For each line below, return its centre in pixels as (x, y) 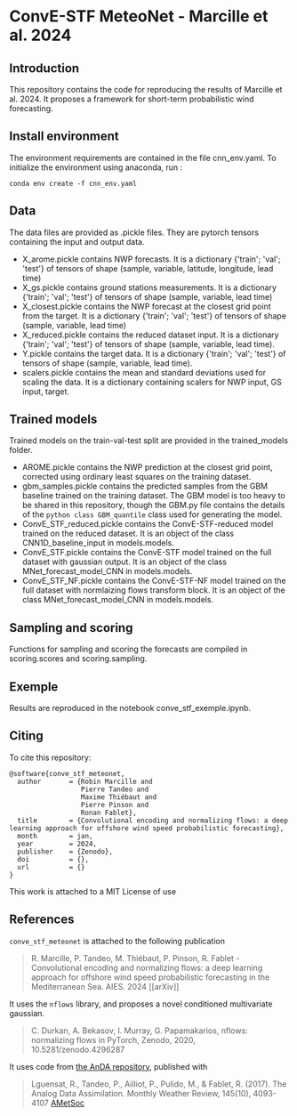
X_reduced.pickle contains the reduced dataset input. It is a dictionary (150, 335)
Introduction (44, 68)
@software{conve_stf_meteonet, (67, 773)
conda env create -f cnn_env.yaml (73, 183)
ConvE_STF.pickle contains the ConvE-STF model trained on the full (147, 553)
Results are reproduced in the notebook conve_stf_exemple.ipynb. (130, 708)
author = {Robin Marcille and (85, 781)
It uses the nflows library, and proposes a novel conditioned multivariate (141, 1004)
